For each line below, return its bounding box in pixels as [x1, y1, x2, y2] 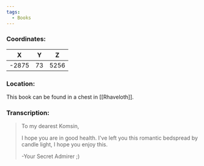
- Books [12, 15, 32, 21]
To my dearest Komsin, [21, 123, 79, 130]
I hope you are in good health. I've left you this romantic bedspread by [21, 134, 199, 141]
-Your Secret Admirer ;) [21, 153, 80, 160]
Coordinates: [6, 35, 46, 43]
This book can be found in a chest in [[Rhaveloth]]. [6, 93, 134, 101]
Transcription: [6, 108, 50, 117]
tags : [6, 9, 20, 15]
